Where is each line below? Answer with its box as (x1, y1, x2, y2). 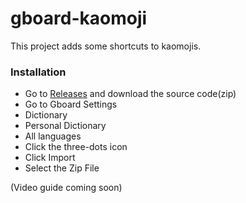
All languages (24, 130, 82, 142)
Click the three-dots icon (24, 141, 128, 153)
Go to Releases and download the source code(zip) (24, 88, 237, 100)
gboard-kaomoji (10, 7, 148, 30)
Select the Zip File (24, 162, 100, 174)
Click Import (24, 152, 76, 164)
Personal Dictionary (24, 120, 107, 132)
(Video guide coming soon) (10, 182, 123, 194)
